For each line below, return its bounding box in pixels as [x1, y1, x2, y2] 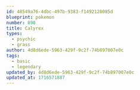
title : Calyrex [6, 25, 44, 31]
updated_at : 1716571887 [6, 75, 66, 81]
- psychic [11, 36, 36, 42]
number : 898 [6, 20, 36, 25]
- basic [11, 58, 31, 64]
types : [6, 31, 23, 37]
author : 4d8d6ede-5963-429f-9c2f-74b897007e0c [6, 47, 124, 53]
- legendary [11, 63, 42, 70]
